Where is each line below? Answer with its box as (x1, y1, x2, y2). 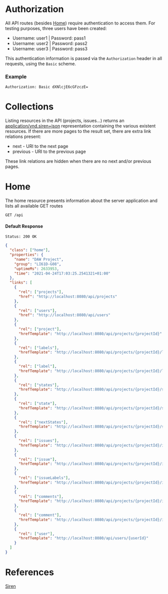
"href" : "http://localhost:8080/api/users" (18, 312, 111, 318)
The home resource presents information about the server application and (5, 197, 157, 203)
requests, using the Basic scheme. (5, 60, 76, 66)
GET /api (5, 212, 23, 218)
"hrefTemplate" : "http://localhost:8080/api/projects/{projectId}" (18, 331, 162, 336)
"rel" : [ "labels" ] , (18, 345, 59, 350)
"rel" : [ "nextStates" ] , (18, 419, 68, 424)
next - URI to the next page (12, 143, 68, 149)
